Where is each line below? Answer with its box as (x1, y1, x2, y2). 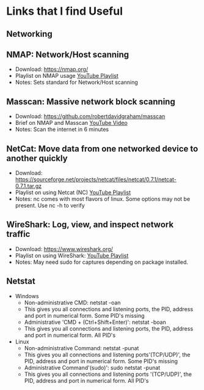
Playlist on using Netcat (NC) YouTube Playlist (15, 189, 131, 197)
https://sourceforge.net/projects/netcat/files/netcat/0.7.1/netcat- (15, 176, 177, 183)
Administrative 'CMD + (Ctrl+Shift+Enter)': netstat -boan (24, 318, 167, 326)
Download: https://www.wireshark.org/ (15, 245, 113, 252)
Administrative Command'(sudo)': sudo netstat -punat (24, 364, 161, 371)
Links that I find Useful (6, 4, 123, 18)
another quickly (6, 153, 68, 163)
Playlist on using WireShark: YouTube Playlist (15, 252, 129, 259)
